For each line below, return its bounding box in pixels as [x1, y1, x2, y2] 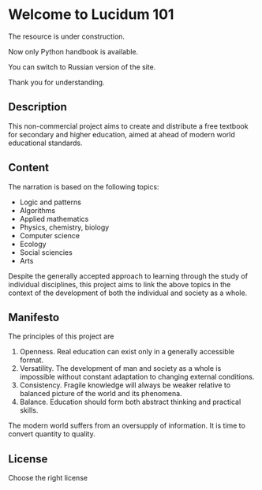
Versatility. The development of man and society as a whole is [19, 364, 222, 373]
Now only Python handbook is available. [8, 47, 139, 56]
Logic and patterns [19, 197, 81, 207]
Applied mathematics [19, 214, 89, 223]
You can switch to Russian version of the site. [8, 62, 156, 72]
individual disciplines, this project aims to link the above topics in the [8, 279, 231, 289]
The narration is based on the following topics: [8, 181, 159, 191]
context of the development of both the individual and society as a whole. [8, 288, 248, 297]
